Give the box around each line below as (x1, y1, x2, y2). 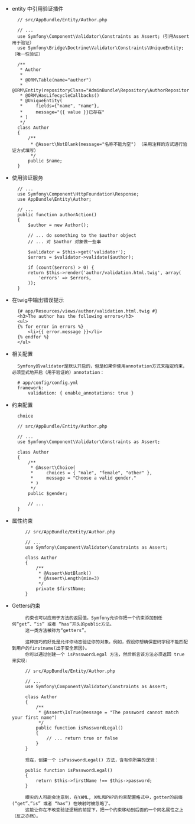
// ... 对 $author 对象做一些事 (27, 239, 102, 245)
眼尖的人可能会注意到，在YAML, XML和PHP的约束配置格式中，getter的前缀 (25, 794, 183, 800)
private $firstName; (35, 586, 87, 592)
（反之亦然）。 (11, 813, 41, 819)
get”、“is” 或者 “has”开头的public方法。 (18, 621, 115, 627)
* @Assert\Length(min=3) (38, 575, 100, 581)
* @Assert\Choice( (30, 465, 76, 471)
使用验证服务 (11, 174, 43, 181)
